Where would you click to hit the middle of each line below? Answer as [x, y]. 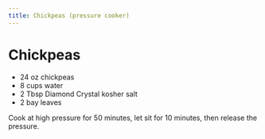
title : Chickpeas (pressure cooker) [69, 15]
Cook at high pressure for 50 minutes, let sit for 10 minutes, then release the [132, 118]
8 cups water [41, 85]
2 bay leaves [41, 102]
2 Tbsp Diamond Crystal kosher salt [78, 94]
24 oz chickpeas [47, 77]
